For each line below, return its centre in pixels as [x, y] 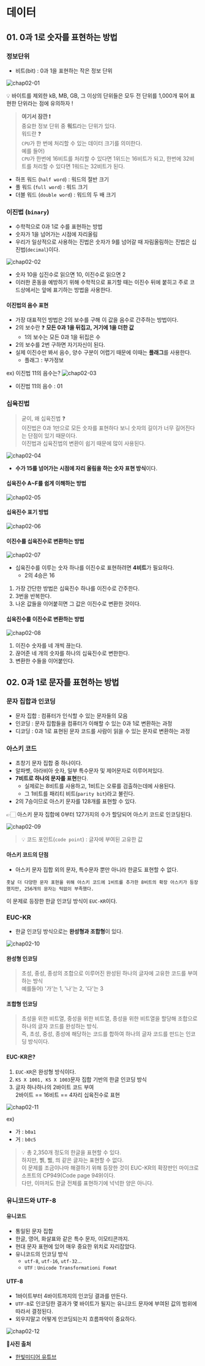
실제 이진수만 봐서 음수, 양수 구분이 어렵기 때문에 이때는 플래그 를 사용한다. [103, 352]
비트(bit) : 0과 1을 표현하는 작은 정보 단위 [64, 71]
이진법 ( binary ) [28, 212]
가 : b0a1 [26, 1131]
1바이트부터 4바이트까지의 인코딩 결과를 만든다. [71, 1295]
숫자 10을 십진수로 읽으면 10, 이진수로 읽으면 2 [70, 274]
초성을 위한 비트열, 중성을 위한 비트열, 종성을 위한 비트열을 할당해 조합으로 [109, 1019]
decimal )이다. [43, 250]
